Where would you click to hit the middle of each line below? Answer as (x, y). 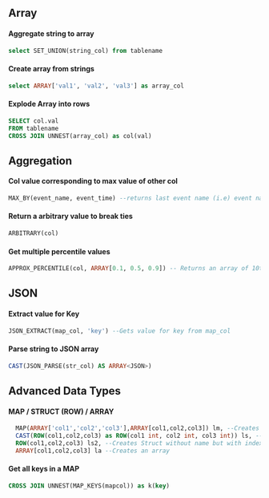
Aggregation (40, 161)
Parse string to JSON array (54, 349)
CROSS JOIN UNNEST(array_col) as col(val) (80, 136)
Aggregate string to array (51, 33)
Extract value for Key (44, 314)
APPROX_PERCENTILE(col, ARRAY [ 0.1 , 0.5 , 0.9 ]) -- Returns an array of (128, 269)
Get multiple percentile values (59, 251)
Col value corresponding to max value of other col (93, 181)
